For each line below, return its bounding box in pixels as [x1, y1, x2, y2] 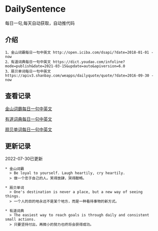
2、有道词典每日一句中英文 [5, 59, 51, 64]
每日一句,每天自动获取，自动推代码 [5, 20, 75, 26]
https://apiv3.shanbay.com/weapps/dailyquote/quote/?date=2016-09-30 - [5, 73, 154, 78]
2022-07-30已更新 [5, 156, 43, 162]
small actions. [5, 217, 36, 222]
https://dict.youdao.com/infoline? [53, 59, 125, 64]
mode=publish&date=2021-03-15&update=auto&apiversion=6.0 [5, 63, 125, 69]
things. [5, 194, 21, 199]
